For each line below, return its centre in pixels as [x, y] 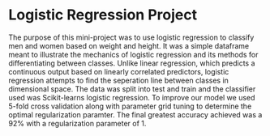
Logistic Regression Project [103, 15]
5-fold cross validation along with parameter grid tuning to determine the [130, 106]
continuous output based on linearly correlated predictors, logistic [119, 71]
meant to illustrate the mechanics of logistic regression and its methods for [133, 54]
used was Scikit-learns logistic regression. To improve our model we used [132, 97]
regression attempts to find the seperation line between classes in [119, 80]
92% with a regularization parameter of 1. [77, 123]
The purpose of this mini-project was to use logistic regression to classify [131, 37]
